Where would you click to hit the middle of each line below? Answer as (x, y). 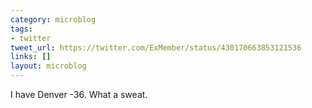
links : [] (31, 57)
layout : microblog (48, 66)
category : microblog (53, 19)
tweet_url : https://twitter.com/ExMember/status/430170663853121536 (156, 47)
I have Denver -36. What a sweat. (79, 94)
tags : (21, 29)
